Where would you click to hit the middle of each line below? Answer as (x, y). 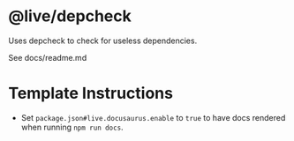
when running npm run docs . (72, 127)
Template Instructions (91, 93)
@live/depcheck (70, 16)
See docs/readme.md (48, 57)
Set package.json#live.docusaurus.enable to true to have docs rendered (153, 117)
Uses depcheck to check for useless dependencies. (103, 41)
